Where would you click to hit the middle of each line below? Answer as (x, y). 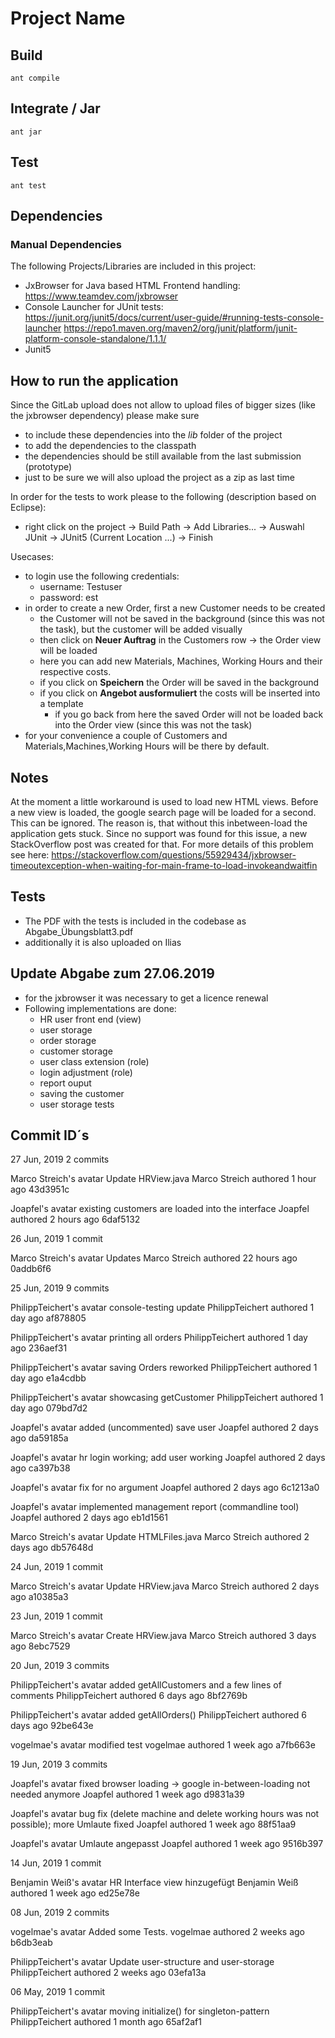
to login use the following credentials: (102, 576)
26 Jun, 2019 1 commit (56, 1239)
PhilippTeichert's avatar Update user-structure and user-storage (142, 1962)
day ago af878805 (48, 1318)
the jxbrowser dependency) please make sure (105, 416)
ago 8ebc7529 (40, 1646)
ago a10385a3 (39, 1597)
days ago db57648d (52, 1548)
